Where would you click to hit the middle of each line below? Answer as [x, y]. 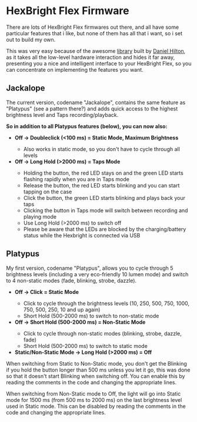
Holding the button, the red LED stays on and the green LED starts [103, 173]
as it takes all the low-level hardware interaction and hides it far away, [91, 57]
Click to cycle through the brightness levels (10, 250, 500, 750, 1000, [106, 303]
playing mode [40, 216]
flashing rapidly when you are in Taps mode [76, 179]
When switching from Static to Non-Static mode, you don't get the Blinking [96, 363]
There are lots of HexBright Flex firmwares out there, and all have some [93, 27]
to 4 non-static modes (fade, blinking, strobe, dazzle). [71, 280]
